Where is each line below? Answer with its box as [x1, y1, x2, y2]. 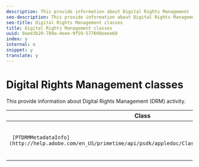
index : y [6, 36, 28, 42]
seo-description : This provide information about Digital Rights [6, 14, 171, 20]
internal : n [6, 42, 36, 48]
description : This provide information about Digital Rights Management [6, 8, 190, 15]
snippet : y [6, 47, 33, 53]
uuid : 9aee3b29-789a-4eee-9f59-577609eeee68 [6, 31, 118, 37]
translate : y [6, 53, 38, 58]
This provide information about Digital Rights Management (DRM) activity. [6, 97, 186, 104]
